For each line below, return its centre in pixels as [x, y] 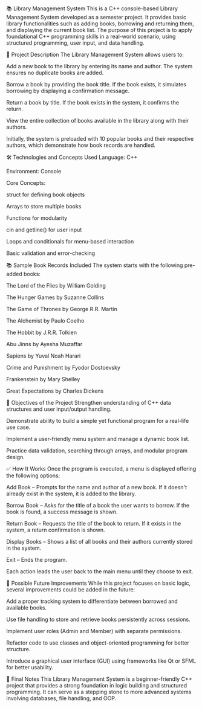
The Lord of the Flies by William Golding [56, 285]
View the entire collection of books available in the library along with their [98, 121]
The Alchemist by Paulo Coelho [45, 321]
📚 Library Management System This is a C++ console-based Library [92, 8]
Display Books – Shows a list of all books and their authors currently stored [99, 542]
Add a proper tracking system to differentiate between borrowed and [92, 601]
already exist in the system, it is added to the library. [71, 494]
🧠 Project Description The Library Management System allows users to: [95, 54]
